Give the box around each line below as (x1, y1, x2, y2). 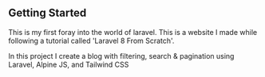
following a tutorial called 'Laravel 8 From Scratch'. (8, 36, 175, 45)
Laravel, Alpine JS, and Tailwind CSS (8, 60, 129, 69)
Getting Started (8, 6, 87, 20)
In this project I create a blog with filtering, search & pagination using (8, 51, 235, 60)
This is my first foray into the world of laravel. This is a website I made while (8, 27, 258, 37)
